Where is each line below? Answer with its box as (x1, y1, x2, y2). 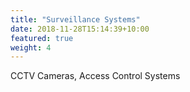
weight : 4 (10, 42, 52, 53)
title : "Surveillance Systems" (10, 14, 141, 25)
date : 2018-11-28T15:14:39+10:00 (10, 24, 150, 34)
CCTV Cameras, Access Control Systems (10, 70, 181, 82)
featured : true (10, 33, 74, 43)
